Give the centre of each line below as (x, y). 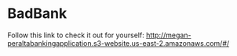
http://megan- (168, 35)
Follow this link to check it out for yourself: (76, 35)
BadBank (37, 14)
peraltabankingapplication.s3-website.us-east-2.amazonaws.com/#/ (118, 43)
